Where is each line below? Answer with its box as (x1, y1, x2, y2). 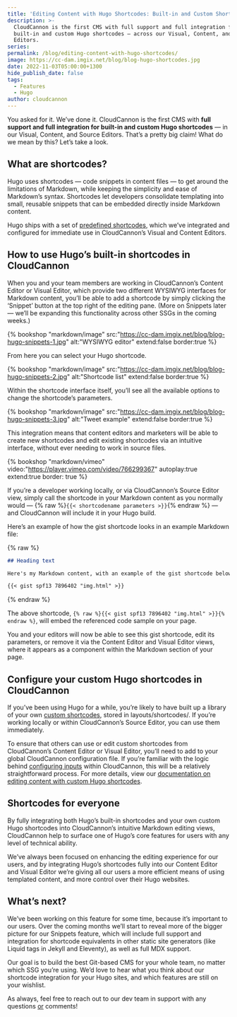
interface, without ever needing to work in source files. (7, 443, 166, 452)
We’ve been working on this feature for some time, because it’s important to (7, 914, 228, 923)
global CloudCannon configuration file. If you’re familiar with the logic (7, 755, 209, 763)
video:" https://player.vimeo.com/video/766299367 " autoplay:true (7, 465, 197, 473)
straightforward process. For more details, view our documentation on (7, 769, 211, 778)
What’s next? (7, 895, 67, 907)
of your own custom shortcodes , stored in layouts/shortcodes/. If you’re (7, 711, 217, 719)
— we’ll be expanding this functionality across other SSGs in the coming (7, 308, 217, 317)
